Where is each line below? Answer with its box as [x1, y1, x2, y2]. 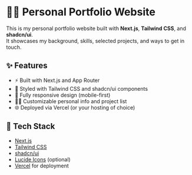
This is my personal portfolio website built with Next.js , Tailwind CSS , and [6, 25, 187, 32]
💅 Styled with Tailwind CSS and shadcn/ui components [14, 85, 148, 92]
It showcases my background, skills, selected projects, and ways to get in [6, 37, 185, 44]
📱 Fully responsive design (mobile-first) [14, 91, 111, 98]
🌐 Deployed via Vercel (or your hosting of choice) [14, 104, 135, 111]
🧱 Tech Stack [6, 121, 55, 131]
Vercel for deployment [14, 162, 69, 169]
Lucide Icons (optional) [14, 156, 71, 163]
